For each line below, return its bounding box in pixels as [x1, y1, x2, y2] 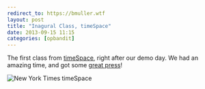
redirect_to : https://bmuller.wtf [7, 10, 106, 17]
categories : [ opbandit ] [7, 35, 75, 42]
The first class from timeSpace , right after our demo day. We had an [7, 54, 199, 62]
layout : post [7, 16, 44, 23]
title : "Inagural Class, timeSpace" [7, 22, 111, 29]
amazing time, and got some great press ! [7, 61, 123, 69]
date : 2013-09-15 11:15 [7, 29, 75, 36]
